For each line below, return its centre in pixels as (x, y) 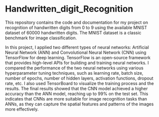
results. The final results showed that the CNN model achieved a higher (77, 88)
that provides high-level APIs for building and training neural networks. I (77, 63)
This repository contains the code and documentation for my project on (77, 22)
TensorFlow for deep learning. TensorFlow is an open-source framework (78, 57)
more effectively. (22, 109)
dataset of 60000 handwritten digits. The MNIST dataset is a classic (73, 33)
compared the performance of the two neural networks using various (74, 68)
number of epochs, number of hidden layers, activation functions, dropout (79, 78)
